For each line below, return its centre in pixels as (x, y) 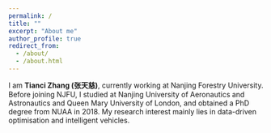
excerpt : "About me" (43, 31)
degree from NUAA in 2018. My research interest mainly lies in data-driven (133, 111)
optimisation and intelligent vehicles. (69, 120)
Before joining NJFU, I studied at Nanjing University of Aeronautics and (127, 94)
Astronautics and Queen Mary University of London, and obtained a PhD (129, 103)
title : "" (25, 24)
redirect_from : (34, 46)
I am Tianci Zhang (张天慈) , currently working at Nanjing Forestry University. (136, 85)
